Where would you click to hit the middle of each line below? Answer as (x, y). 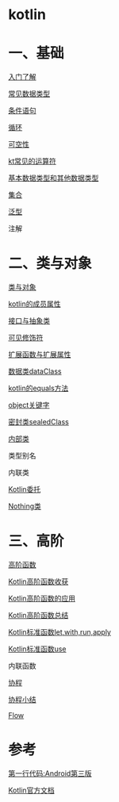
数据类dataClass (35, 371)
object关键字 (29, 405)
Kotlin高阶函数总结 (38, 615)
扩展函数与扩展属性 (40, 355)
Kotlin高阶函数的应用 (42, 598)
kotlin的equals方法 (38, 388)
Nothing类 (25, 506)
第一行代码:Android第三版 (50, 773)
